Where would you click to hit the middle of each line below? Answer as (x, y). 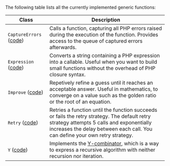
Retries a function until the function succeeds (103, 110)
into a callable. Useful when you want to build (103, 62)
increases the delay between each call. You (101, 129)
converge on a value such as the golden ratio (103, 95)
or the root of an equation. (80, 102)
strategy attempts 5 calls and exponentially (100, 122)
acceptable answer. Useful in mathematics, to (104, 89)
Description (106, 20)
